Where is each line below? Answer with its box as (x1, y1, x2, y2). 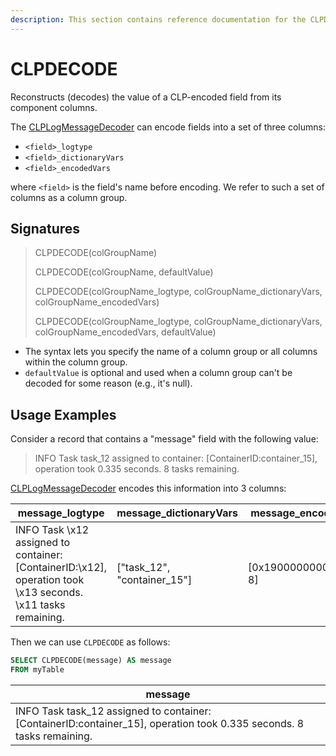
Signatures (10, 220, 81, 237)
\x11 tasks (15, 598, 66, 612)
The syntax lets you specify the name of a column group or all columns (24, 346, 318, 358)
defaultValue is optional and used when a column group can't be (24, 367, 293, 379)
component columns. (10, 101, 98, 113)
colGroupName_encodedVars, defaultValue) (34, 326, 217, 338)
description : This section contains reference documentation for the (10, 14, 307, 25)
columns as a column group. (10, 191, 128, 203)
